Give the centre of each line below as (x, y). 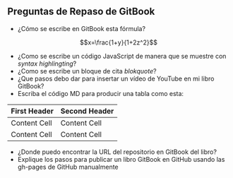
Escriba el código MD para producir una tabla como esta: (101, 93)
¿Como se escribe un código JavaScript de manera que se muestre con (122, 56)
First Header (32, 111)
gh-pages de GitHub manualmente (68, 167)
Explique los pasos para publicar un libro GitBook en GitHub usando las (121, 159)
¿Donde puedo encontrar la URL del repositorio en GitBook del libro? (117, 152)
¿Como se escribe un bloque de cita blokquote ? (87, 71)
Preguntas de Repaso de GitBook (81, 12)
